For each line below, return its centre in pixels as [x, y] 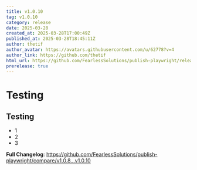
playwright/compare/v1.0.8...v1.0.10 [48, 161]
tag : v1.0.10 [22, 17]
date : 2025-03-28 [27, 28]
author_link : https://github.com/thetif [56, 55]
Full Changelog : [26, 154]
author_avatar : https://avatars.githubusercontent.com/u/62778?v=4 [90, 50]
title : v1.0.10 [25, 11]
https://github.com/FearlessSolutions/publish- [102, 154]
